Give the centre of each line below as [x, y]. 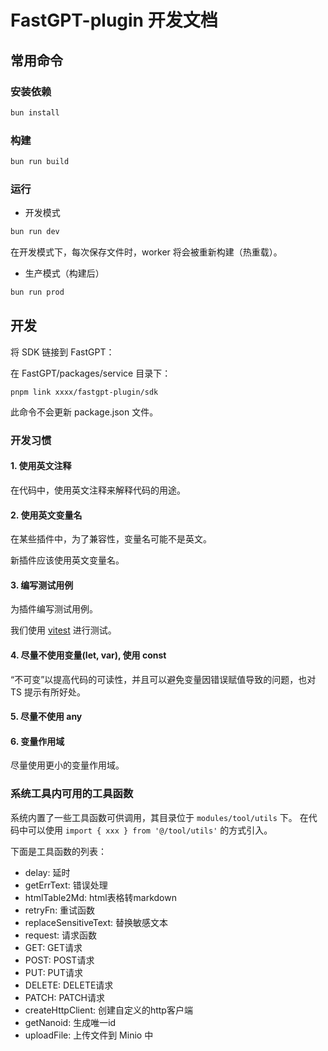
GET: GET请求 [53, 947]
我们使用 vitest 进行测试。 [63, 630]
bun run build [40, 162]
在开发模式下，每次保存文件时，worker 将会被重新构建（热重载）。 [146, 252]
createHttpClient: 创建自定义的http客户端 [108, 1010]
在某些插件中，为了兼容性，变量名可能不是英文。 [111, 539]
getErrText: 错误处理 [66, 885]
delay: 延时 [47, 872]
